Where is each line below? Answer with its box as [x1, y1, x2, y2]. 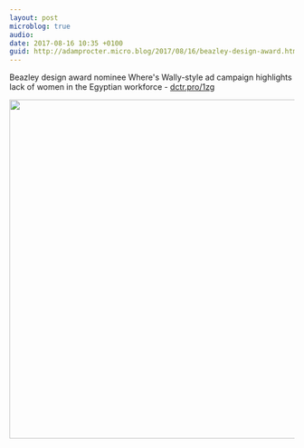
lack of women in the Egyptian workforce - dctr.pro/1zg [9, 82, 215, 93]
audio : [9, 30, 34, 39]
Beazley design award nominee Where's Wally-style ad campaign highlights [9, 72, 292, 83]
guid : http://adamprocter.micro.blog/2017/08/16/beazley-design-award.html [9, 47, 301, 56]
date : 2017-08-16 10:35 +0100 [9, 38, 124, 48]
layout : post [9, 13, 59, 23]
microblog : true [9, 22, 71, 31]
